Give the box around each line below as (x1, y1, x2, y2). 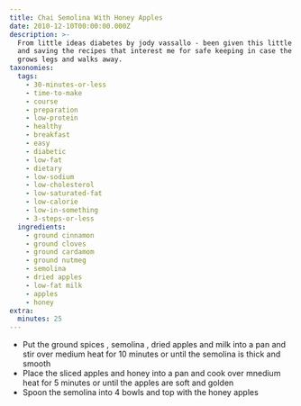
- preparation (25, 105, 78, 114)
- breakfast (25, 131, 70, 140)
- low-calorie (25, 197, 78, 207)
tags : (17, 72, 39, 81)
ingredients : (17, 222, 67, 231)
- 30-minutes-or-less (25, 80, 106, 89)
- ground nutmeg (25, 256, 87, 266)
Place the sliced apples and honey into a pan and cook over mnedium (22, 368, 281, 379)
